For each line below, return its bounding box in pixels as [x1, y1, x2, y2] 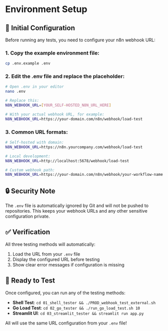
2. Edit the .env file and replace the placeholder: [5, 73, 125, 80]
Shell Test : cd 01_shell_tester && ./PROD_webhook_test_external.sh [12, 299, 156, 305]
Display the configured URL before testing [12, 256, 100, 262]
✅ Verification [5, 228, 50, 236]
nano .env [5, 89, 26, 94]
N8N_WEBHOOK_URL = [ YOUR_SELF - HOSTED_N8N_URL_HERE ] [5, 103, 112, 108]
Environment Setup [5, 4, 88, 15]
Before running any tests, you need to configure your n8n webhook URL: [5, 37, 156, 43]
